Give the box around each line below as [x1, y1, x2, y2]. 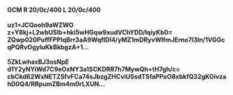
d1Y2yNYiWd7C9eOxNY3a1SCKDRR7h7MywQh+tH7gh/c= [7, 65, 181, 74]
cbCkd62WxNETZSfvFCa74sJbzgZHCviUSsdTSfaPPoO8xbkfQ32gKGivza [7, 73, 227, 81]
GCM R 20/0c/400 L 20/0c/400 [7, 6, 101, 14]
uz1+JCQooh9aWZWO [7, 21, 74, 29]
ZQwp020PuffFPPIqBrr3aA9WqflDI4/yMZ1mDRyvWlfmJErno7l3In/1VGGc [7, 35, 225, 44]
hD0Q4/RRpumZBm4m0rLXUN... [7, 80, 106, 88]
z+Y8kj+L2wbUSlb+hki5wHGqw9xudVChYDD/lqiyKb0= [7, 28, 172, 37]
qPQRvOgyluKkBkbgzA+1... [7, 43, 89, 51]
